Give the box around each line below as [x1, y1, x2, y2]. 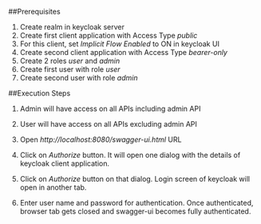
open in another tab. [19, 183, 87, 192]
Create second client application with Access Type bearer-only [19, 48, 227, 57]
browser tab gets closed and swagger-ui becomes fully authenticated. [19, 206, 251, 216]
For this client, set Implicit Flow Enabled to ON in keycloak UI [19, 39, 219, 49]
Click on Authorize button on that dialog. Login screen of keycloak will [19, 175, 250, 183]
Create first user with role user [19, 65, 121, 74]
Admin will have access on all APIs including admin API [19, 104, 201, 113]
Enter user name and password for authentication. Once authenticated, [19, 198, 254, 207]
